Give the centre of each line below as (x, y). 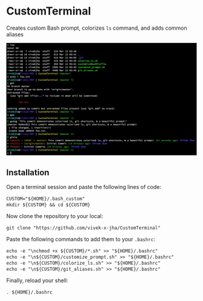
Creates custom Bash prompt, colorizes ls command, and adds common (97, 28)
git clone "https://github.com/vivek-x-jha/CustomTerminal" (84, 228)
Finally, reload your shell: (37, 280)
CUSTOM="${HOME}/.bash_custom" (46, 199)
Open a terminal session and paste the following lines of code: (84, 187)
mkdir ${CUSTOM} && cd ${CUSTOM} (48, 205)
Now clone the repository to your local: (55, 216)
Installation (28, 172)
